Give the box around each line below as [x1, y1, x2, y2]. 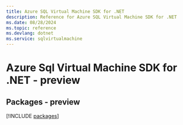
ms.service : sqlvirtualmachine [6, 36, 83, 42]
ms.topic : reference [6, 25, 57, 31]
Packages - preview [6, 97, 80, 107]
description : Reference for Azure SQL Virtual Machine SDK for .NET [6, 14, 177, 20]
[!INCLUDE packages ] [6, 113, 59, 119]
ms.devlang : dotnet [6, 31, 54, 36]
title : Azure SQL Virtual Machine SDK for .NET [6, 8, 125, 15]
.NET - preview [6, 74, 80, 87]
